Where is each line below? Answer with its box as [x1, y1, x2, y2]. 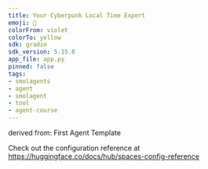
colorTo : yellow [8, 33, 61, 42]
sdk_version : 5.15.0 [8, 48, 76, 56]
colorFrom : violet [8, 26, 68, 34]
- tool [8, 99, 30, 107]
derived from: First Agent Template [8, 128, 122, 138]
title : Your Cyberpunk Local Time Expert [8, 11, 146, 20]
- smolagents [8, 77, 51, 85]
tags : [8, 70, 26, 78]
